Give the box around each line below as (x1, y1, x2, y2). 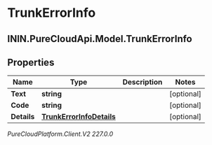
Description (122, 77, 163, 87)
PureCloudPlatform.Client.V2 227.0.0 (7, 130, 114, 138)
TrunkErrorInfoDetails (41, 112, 116, 122)
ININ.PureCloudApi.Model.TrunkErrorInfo (7, 33, 192, 45)
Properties (7, 56, 55, 68)
